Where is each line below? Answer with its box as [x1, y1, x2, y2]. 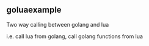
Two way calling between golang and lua [6, 21, 109, 28]
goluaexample [6, 5, 62, 15]
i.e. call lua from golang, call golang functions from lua [6, 33, 144, 40]
